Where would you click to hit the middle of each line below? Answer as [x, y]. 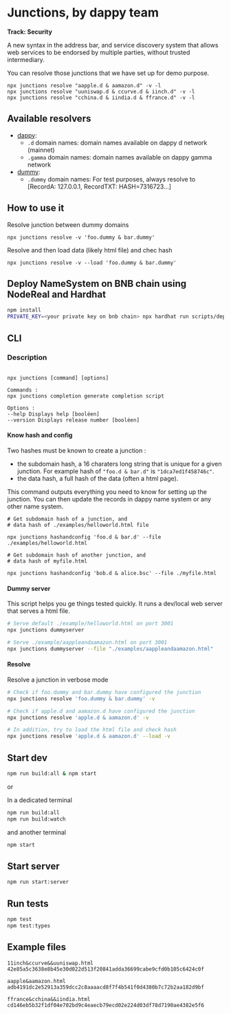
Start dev [27, 758]
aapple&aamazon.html [37, 981]
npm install [24, 310]
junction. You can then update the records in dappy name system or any [109, 499]
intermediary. [26, 59]
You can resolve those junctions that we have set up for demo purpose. [108, 73]
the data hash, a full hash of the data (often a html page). [98, 479]
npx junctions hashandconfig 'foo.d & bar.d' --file [84, 537]
